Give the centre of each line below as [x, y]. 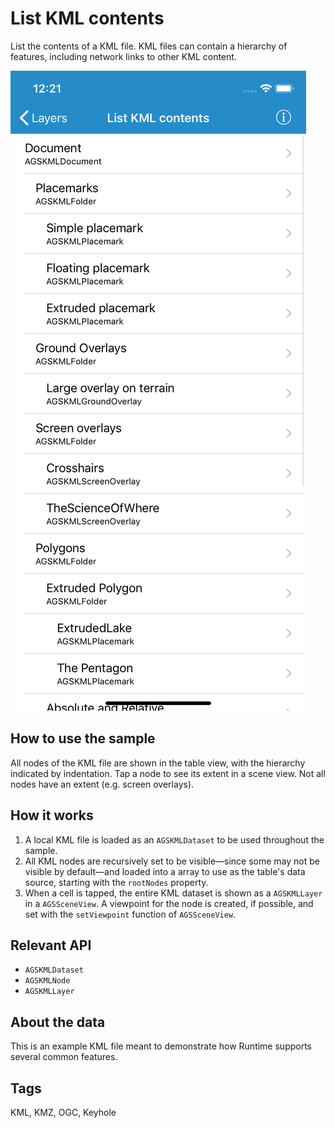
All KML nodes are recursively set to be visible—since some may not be [172, 861]
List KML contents [87, 18]
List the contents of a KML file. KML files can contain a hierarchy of [149, 46]
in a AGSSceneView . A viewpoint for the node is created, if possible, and [169, 903]
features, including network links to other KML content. [123, 56]
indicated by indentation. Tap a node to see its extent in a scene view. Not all [168, 773]
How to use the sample [83, 738]
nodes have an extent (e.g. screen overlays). [102, 784]
